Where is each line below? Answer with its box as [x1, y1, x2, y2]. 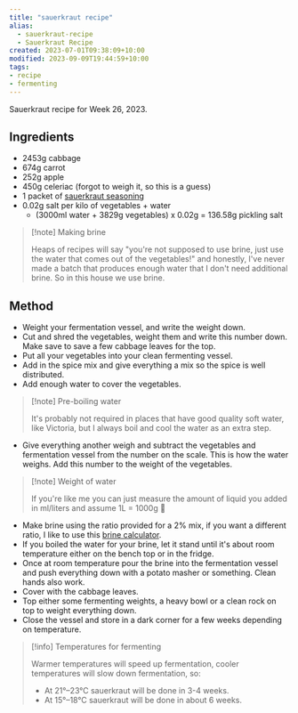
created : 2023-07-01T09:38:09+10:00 [9, 46, 145, 55]
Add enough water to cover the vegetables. [21, 379, 181, 390]
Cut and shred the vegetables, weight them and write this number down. [21, 331, 287, 343]
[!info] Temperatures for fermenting [30, 642, 162, 652]
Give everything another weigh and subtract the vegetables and [21, 440, 256, 450]
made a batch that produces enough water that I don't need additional [30, 263, 288, 274]
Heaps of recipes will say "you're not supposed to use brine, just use [30, 244, 285, 255]
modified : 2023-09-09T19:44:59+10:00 [9, 54, 149, 63]
